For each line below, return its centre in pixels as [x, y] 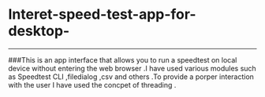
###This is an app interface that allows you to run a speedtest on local [123, 59]
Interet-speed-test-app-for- [102, 14]
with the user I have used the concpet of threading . [92, 84]
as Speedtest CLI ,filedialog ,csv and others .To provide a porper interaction [131, 77]
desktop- [39, 31]
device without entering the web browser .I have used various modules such [132, 68]
